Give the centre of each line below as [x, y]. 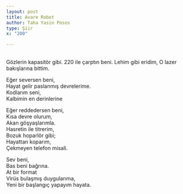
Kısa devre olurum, [29, 117]
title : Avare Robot [30, 17]
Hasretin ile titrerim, [30, 129]
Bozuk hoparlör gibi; [31, 136]
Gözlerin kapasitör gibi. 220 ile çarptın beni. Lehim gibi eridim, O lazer [91, 62]
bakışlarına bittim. [28, 68]
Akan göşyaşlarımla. [31, 123]
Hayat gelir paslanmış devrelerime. [48, 86]
